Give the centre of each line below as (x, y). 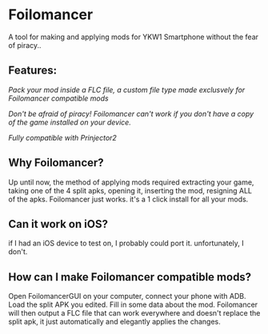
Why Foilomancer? (56, 163)
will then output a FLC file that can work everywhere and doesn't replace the (134, 313)
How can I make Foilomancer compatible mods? (130, 277)
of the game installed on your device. (70, 122)
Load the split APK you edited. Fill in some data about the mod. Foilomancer (133, 304)
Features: (33, 71)
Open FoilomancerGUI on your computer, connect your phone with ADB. (127, 296)
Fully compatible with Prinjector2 (63, 137)
